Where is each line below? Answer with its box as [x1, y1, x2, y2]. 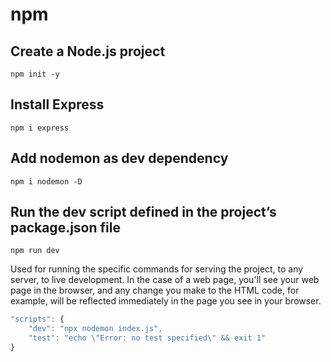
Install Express [10, 96, 105, 113]
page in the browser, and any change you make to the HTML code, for [10, 284, 300, 297]
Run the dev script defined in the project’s [10, 204, 277, 221]
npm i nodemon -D [10, 176, 83, 187]
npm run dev [10, 246, 60, 256]
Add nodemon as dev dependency [10, 150, 229, 167]
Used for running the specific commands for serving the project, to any [10, 263, 304, 275]
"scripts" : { [10, 314, 65, 325]
